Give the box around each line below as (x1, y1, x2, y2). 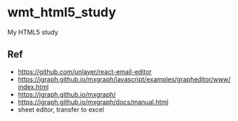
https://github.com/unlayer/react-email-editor (17, 67, 152, 75)
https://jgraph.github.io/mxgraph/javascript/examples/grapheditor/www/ (17, 75, 232, 83)
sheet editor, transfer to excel (17, 105, 105, 114)
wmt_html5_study (7, 4, 116, 21)
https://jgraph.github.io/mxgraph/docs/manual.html (17, 98, 169, 106)
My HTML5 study (7, 28, 58, 36)
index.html (17, 83, 49, 91)
